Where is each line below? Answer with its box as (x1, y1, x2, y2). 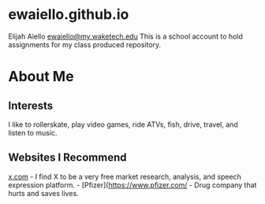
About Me (8, 68, 74, 86)
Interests (8, 98, 54, 112)
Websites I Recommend (8, 151, 127, 165)
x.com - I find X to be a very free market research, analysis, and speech (8, 172, 242, 181)
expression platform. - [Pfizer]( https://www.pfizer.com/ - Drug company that (8, 180, 257, 190)
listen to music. (8, 128, 58, 137)
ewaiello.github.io (8, 6, 129, 24)
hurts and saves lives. (8, 188, 79, 198)
